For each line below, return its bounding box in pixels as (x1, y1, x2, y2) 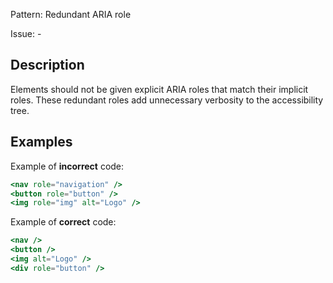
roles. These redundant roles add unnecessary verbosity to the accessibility (10, 94, 324, 106)
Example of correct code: (10, 216, 117, 228)
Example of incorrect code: (10, 160, 125, 172)
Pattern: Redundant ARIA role (10, 9, 132, 20)
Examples (10, 134, 73, 151)
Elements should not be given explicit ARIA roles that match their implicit (10, 83, 309, 95)
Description (10, 57, 85, 74)
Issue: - (10, 28, 42, 39)
